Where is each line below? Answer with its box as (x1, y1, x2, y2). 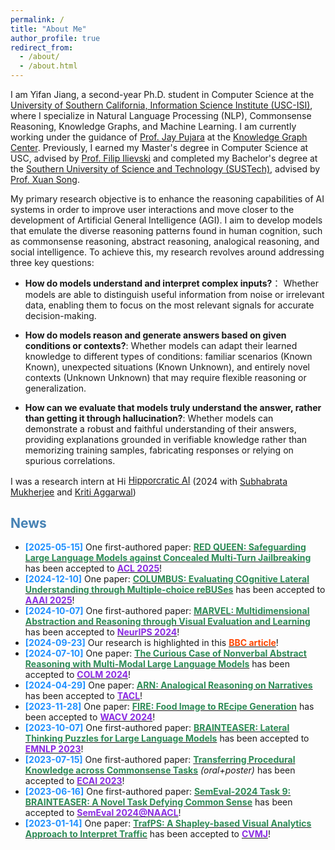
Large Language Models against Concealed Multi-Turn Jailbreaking (24, 552, 312, 564)
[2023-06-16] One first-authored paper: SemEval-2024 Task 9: (24, 786, 292, 798)
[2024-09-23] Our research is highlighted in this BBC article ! (24, 637, 279, 649)
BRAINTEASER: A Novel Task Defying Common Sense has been (24, 796, 293, 808)
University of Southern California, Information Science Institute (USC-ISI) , (10, 99, 313, 111)
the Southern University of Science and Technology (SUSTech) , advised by (10, 163, 321, 175)
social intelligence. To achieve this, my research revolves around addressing (10, 246, 325, 258)
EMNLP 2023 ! (24, 743, 84, 755)
